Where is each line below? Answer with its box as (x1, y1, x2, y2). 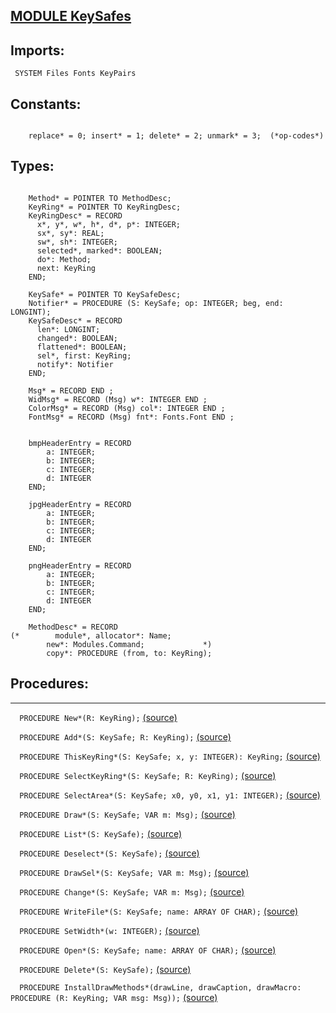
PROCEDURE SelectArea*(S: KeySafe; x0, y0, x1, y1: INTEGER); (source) (19, 789, 321, 801)
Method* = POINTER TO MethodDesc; (28, 193, 172, 203)
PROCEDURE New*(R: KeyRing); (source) (19, 711, 178, 723)
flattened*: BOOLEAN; (36, 342, 128, 352)
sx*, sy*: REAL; (36, 228, 105, 238)
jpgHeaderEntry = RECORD (28, 499, 132, 509)
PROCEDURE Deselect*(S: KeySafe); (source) (19, 847, 200, 859)
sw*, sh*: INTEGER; (36, 237, 118, 247)
